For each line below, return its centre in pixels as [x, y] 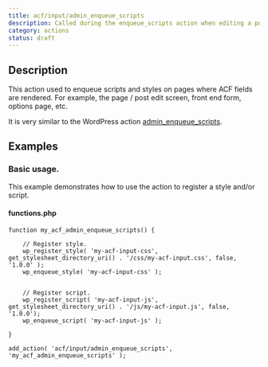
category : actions [39, 30]
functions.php [33, 213]
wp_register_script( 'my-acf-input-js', [91, 299]
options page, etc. [38, 106]
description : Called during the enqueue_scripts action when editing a [130, 23]
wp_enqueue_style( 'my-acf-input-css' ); [92, 271]
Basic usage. [34, 170]
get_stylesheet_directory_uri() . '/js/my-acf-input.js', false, [119, 306]
